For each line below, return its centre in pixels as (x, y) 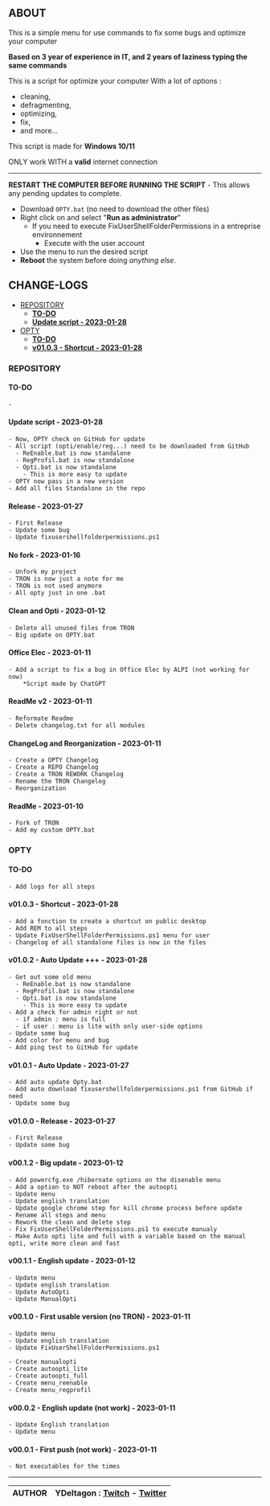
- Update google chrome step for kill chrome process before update (125, 1208)
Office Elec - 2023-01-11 (49, 653)
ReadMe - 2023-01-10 (46, 806)
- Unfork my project (43, 572)
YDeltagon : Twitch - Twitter (111, 1493)
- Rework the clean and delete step (70, 1222)
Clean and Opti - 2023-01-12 (57, 611)
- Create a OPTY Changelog (53, 760)
